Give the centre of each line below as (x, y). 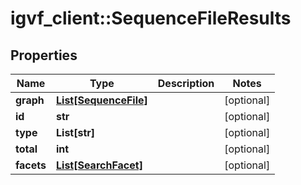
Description (186, 83)
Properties (44, 55)
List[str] (76, 132)
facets (31, 165)
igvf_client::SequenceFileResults (151, 18)
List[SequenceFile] (102, 100)
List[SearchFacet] (99, 165)
